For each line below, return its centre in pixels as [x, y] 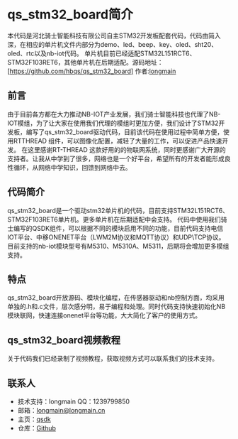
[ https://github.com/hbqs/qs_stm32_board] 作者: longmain [92, 71]
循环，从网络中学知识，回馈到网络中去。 [72, 167]
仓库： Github [37, 428]
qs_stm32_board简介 [70, 15]
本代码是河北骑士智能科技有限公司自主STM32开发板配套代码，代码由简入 [114, 36]
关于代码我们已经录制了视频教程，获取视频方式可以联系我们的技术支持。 [113, 359]
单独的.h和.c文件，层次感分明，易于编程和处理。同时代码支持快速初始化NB [117, 307]
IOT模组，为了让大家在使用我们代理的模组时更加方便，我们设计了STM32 [113, 123]
